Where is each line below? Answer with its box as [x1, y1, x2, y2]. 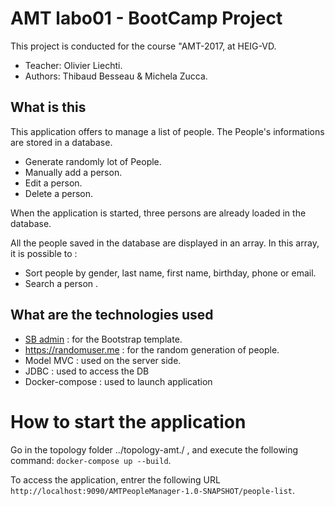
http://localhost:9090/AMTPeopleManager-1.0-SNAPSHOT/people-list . [10, 484, 296, 496]
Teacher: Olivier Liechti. [24, 59, 123, 71]
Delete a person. [24, 187, 94, 199]
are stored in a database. [10, 136, 113, 148]
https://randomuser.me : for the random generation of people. [24, 343, 280, 356]
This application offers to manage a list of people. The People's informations [10, 125, 325, 137]
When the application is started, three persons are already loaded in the [10, 207, 307, 219]
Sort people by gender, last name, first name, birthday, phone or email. [24, 267, 317, 279]
